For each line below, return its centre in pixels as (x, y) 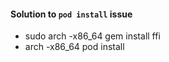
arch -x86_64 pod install (74, 47)
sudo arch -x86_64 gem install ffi (92, 36)
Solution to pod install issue (71, 14)
